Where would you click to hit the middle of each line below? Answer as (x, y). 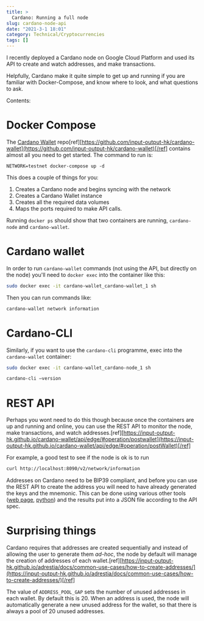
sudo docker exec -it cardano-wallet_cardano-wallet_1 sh (81, 286)
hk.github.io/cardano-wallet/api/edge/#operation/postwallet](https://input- (100, 440)
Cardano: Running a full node (50, 18)
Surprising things (51, 531)
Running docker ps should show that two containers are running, (87, 220)
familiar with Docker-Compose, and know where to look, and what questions (102, 82)
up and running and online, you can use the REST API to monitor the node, (100, 426)
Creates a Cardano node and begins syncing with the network (93, 189)
